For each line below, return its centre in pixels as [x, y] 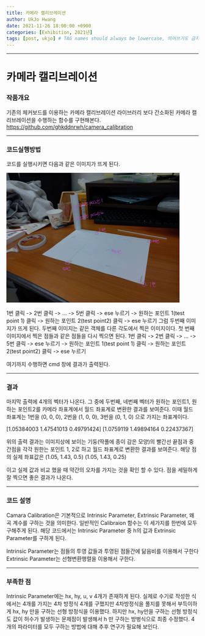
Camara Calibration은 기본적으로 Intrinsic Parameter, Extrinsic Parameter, [97, 515]
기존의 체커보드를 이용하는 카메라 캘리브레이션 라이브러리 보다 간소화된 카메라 [99, 112]
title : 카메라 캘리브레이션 [36, 13]
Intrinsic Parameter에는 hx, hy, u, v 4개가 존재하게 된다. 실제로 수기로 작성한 [98, 596]
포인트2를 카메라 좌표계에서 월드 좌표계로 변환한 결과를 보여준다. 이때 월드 [105, 410]
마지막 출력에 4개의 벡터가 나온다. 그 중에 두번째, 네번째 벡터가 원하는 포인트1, [99, 402]
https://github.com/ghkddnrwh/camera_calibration [70, 127]
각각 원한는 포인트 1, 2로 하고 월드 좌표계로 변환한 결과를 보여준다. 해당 [106, 449]
